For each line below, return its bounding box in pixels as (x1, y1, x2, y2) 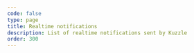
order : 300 (7, 36, 39, 43)
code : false (7, 10, 42, 17)
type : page (7, 17, 39, 23)
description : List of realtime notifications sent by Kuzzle (7, 29, 188, 36)
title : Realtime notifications (7, 23, 98, 30)
